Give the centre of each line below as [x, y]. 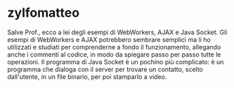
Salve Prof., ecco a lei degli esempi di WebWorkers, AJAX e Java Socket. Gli [117, 32]
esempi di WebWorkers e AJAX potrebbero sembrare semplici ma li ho [109, 39]
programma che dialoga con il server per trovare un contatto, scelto [105, 69]
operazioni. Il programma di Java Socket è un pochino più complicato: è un [116, 61]
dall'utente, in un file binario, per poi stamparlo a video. [87, 76]
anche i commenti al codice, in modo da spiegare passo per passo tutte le [114, 54]
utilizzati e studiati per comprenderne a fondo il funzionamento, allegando [114, 47]
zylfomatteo [43, 13]
